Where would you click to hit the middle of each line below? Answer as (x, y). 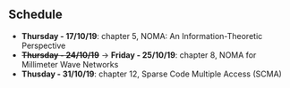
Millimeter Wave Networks (70, 64)
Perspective (43, 45)
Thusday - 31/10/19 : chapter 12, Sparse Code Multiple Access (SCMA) (152, 74)
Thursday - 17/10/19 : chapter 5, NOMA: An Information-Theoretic (142, 36)
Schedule (36, 15)
